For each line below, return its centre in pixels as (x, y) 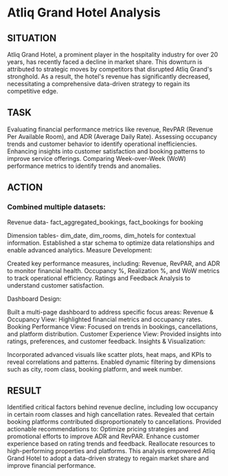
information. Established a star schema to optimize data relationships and (111, 243)
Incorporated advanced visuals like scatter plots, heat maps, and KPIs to (109, 354)
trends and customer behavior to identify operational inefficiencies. (102, 144)
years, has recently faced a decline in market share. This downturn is (105, 62)
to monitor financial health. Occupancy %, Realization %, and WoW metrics (113, 270)
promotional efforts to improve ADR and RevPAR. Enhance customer (103, 436)
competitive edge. (33, 91)
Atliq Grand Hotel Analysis (84, 13)
